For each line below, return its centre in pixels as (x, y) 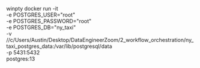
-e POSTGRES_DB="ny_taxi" (41, 27)
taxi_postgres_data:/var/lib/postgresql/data (59, 46)
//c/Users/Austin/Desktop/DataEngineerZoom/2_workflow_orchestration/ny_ (100, 40)
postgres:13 (21, 59)
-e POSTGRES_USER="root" (41, 15)
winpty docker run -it (32, 9)
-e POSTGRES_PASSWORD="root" (49, 21)
